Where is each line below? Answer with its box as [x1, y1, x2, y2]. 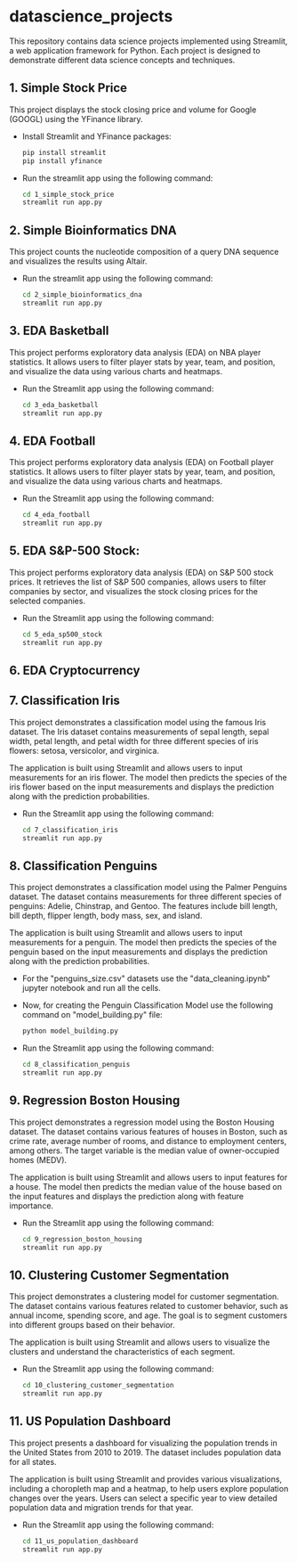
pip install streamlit [21, 148, 107, 157]
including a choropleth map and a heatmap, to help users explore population [9, 1483, 289, 1493]
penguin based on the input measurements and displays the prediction [9, 946, 269, 957]
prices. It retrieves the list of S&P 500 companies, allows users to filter [9, 577, 267, 587]
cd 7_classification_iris [21, 825, 118, 834]
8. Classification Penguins [9, 858, 158, 873]
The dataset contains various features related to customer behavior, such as [9, 1301, 289, 1312]
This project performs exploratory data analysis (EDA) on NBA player [9, 347, 261, 357]
